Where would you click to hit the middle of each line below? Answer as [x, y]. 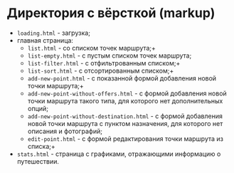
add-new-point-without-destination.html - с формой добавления [125, 116]
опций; [38, 108]
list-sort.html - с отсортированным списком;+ [101, 70]
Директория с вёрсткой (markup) [111, 13]
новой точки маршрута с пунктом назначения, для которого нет [125, 123]
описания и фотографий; [65, 131]
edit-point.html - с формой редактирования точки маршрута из [125, 138]
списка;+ [42, 146]
